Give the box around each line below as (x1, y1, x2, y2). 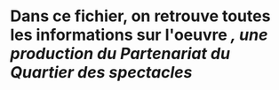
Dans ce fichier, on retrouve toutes (10, 6, 271, 26)
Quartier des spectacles (10, 63, 193, 83)
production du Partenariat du (10, 44, 230, 64)
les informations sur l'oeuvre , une (10, 25, 268, 45)
